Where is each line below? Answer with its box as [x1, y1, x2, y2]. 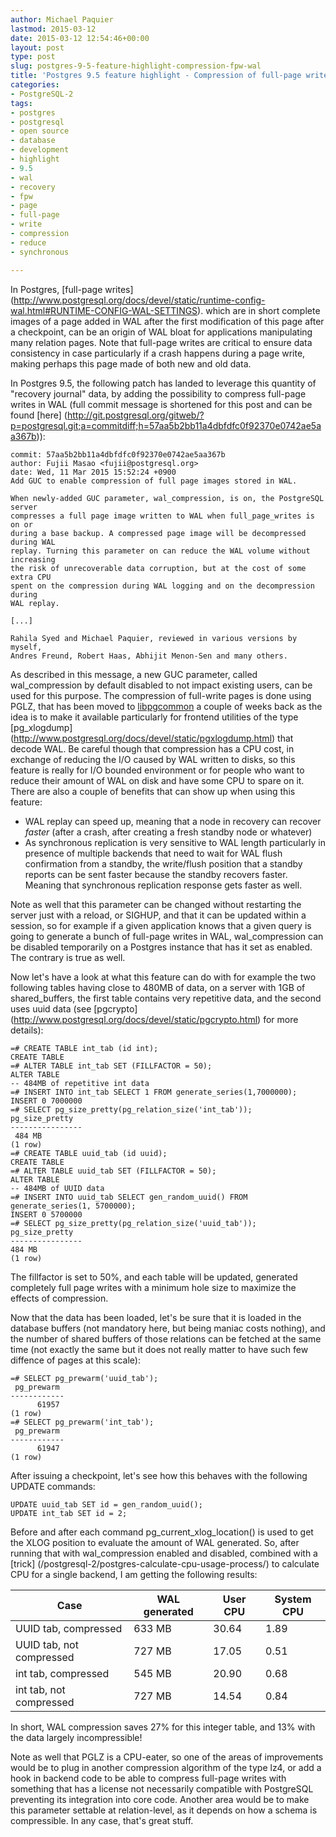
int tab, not [15, 1682, 66, 1696]
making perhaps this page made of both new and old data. [10, 357, 252, 370]
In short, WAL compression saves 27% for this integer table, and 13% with [10, 1721, 316, 1733]
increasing [10, 554, 56, 565]
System [274, 1592, 312, 1606]
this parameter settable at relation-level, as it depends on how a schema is [10, 1804, 318, 1816]
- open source [10, 126, 70, 136]
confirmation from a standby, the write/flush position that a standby [24, 857, 303, 870]
